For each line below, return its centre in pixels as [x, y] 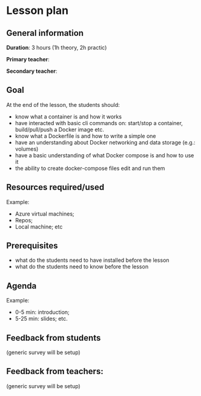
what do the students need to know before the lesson [82, 267]
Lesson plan [38, 11]
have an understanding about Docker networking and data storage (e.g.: [105, 142]
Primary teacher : [28, 59]
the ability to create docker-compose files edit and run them [90, 168]
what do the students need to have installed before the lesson [92, 260]
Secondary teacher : [32, 71]
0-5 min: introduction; [42, 312]
